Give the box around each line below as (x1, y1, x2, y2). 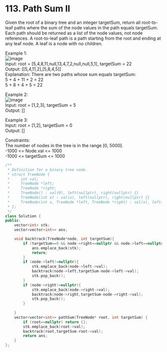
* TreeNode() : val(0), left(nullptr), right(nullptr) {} (7, 190, 139, 195)
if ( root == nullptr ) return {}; (23, 319, 88, 325)
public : (5, 218, 21, 223)
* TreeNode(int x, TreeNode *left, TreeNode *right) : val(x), (7, 199, 150, 204)
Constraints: (5, 137, 30, 143)
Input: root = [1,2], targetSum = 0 (5, 122, 73, 128)
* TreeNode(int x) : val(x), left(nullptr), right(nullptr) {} (7, 195, 150, 200)
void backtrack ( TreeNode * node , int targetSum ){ (14, 237, 114, 242)
